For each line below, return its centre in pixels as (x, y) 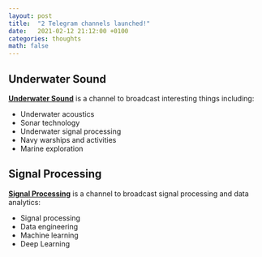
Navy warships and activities (68, 139)
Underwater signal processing (71, 131)
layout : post (30, 16)
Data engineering (49, 226)
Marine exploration (52, 148)
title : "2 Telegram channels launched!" (79, 24)
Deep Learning (45, 243)
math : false (28, 46)
